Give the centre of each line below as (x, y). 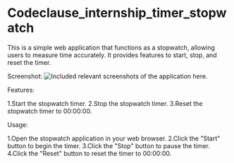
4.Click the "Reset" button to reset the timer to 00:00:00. (90, 153)
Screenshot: (25, 76)
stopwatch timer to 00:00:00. (50, 111)
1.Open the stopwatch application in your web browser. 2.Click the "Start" (114, 138)
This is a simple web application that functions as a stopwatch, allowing (111, 47)
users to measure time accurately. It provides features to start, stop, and (112, 55)
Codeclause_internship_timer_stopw (117, 13)
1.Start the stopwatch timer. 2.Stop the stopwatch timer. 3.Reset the (105, 103)
